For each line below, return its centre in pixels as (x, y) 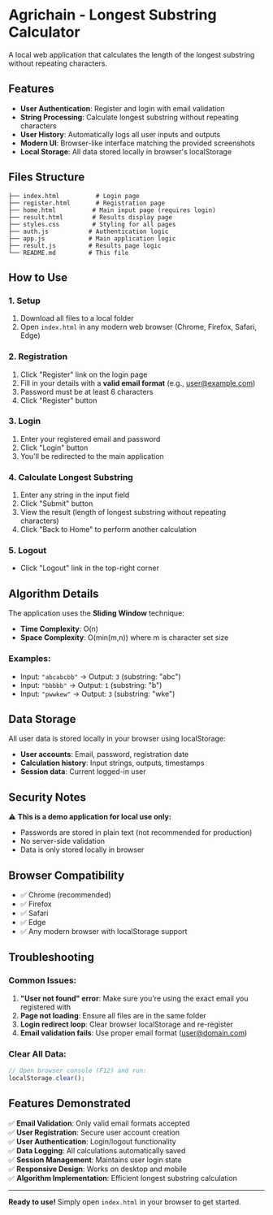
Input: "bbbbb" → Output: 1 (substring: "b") (91, 685)
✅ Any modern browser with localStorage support (104, 931)
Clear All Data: (37, 1053)
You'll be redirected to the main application (92, 456)
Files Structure (47, 177)
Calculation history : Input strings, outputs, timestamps (112, 763)
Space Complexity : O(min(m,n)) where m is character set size (124, 638)
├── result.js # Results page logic (85, 245)
